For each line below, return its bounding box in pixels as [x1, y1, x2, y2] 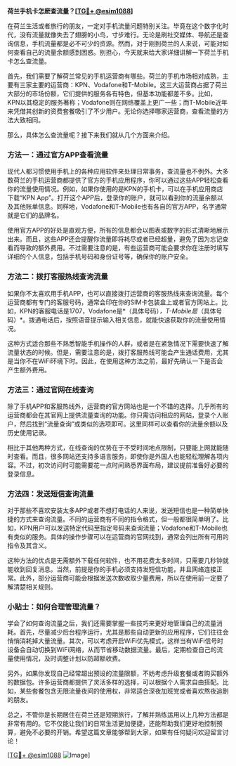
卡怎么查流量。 [7, 57, 51, 65]
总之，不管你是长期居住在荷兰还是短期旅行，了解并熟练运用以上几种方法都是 [7, 710, 229, 719]
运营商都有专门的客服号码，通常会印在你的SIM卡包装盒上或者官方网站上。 [7, 298, 222, 306]
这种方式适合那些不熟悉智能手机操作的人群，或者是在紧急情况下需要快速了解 [7, 339, 229, 347]
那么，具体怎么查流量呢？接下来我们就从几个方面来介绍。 [7, 131, 173, 139]
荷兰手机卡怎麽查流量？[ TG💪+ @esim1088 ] [7, 7, 133, 15]
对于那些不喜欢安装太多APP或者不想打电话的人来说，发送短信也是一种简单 [7, 506, 223, 515]
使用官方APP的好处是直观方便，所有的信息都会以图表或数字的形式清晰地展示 [7, 226, 229, 235]
